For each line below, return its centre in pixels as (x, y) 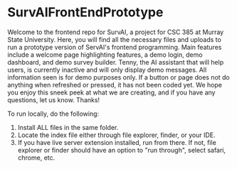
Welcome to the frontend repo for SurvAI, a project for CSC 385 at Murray (116, 32)
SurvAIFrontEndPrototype (85, 12)
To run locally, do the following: (53, 114)
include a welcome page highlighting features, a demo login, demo (105, 55)
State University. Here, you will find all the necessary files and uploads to (115, 39)
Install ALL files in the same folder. (68, 127)
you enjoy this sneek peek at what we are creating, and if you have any (111, 92)
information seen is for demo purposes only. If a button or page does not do (118, 77)
